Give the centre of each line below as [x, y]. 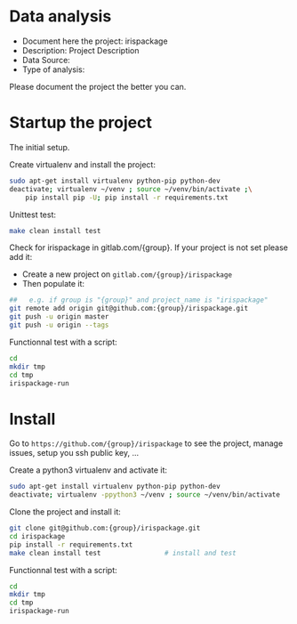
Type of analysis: [53, 69]
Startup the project [81, 123]
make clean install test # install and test [123, 553]
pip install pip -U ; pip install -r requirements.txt [127, 198]
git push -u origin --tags [59, 325]
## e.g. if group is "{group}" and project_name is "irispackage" [139, 300]
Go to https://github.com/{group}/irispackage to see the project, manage [146, 443]
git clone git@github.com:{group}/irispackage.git [105, 528]
